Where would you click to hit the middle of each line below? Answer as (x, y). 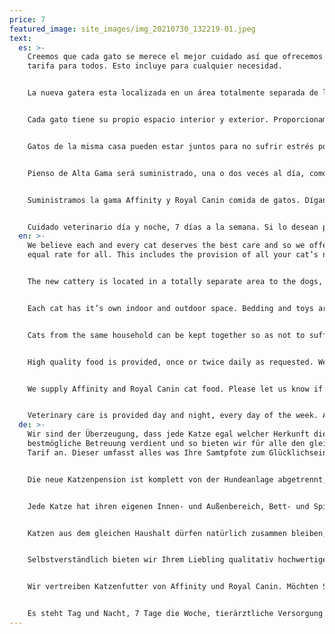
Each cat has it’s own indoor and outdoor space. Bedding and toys (170, 308)
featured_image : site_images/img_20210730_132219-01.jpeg (132, 29)
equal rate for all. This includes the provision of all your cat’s (173, 255)
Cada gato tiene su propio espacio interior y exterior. (148, 120)
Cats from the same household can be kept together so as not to (166, 335)
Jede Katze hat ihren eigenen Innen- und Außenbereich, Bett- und (168, 506)
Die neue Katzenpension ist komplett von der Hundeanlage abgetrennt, (177, 479)
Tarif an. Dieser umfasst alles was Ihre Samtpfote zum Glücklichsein (177, 452)
